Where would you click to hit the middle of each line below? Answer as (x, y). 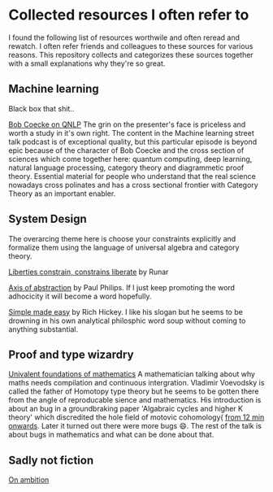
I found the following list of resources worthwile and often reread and (124, 37)
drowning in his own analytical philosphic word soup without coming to (127, 320)
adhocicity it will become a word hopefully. (80, 296)
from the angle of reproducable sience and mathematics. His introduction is (135, 400)
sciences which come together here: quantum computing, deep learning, (130, 159)
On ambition (29, 480)
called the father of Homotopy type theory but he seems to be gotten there (134, 391)
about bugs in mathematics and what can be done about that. (111, 435)
